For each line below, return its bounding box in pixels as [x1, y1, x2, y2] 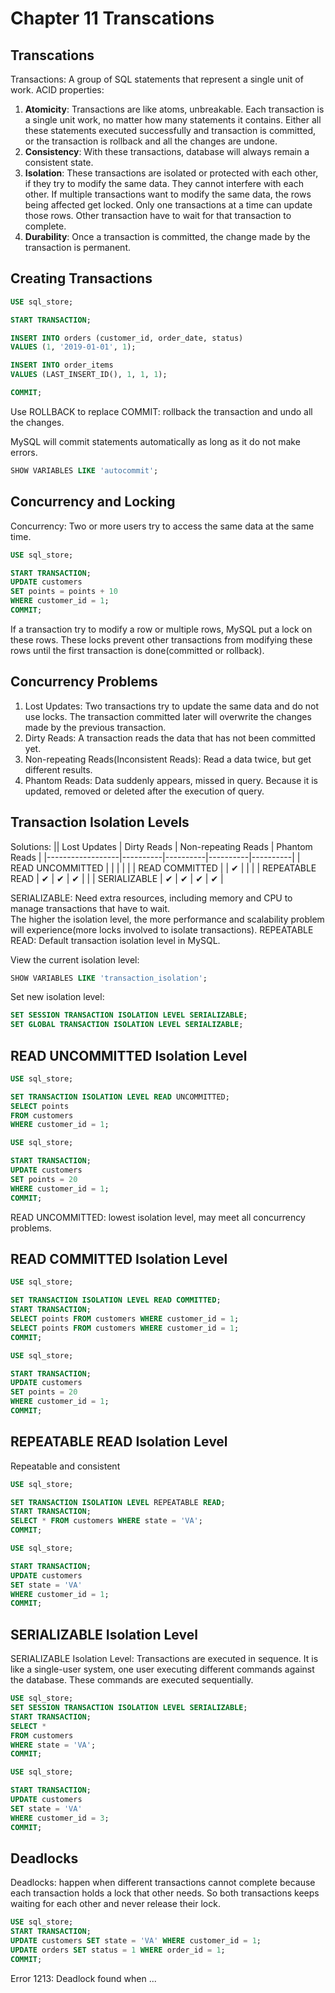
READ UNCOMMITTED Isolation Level [10, 1047, 248, 1064]
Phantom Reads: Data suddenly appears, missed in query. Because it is [24, 774, 319, 786]
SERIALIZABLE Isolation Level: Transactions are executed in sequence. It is [10, 1653, 319, 1665]
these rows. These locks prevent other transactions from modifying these [10, 633, 313, 646]
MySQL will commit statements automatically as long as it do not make [10, 435, 301, 447]
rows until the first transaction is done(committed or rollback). [10, 644, 265, 656]
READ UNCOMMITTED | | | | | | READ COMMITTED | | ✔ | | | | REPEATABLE [10, 862, 317, 874]
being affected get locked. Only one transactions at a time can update [24, 199, 313, 211]
